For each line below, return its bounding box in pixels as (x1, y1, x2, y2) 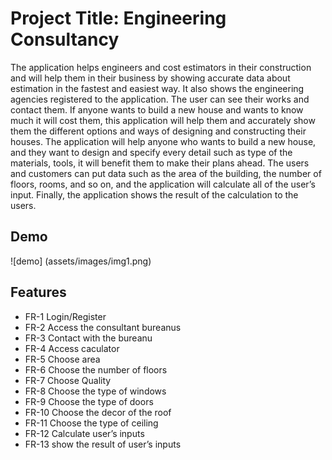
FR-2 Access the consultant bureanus (24, 321, 182, 333)
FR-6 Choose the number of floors (24, 363, 168, 376)
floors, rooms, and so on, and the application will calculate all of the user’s (10, 178, 316, 190)
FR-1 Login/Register (24, 310, 107, 322)
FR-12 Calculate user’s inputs (24, 427, 145, 439)
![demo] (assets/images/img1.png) (10, 255, 152, 267)
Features (10, 284, 67, 301)
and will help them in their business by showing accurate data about (10, 72, 291, 84)
